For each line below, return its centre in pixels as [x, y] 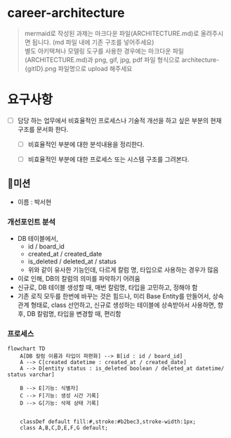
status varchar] [31, 375]
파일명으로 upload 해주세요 [95, 68]
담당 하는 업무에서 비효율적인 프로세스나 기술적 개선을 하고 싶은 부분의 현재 [120, 120]
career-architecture [66, 13]
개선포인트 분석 [32, 222]
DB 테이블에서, [38, 239]
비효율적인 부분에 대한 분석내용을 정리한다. [86, 144]
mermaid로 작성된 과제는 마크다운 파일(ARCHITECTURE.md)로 [112, 33]
